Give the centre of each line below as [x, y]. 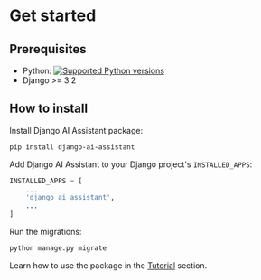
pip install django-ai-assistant [72, 147]
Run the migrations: [46, 232]
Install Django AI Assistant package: [76, 130]
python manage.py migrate [58, 248]
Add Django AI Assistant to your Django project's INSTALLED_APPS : [131, 164]
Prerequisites [48, 49]
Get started [53, 16]
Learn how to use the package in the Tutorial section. [108, 265]
